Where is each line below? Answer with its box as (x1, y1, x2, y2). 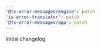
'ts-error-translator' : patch (5, 14, 80, 20)
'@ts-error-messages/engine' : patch (5, 8, 95, 15)
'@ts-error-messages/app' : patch (5, 19, 87, 25)
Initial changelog (5, 36, 46, 43)
